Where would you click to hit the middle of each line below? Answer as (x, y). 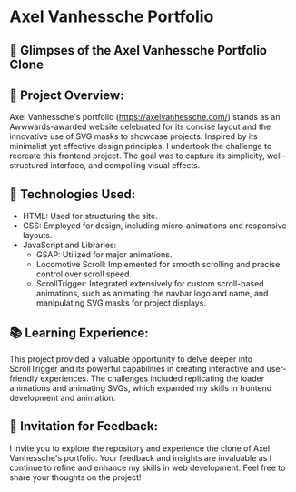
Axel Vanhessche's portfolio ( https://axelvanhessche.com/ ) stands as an (145, 117)
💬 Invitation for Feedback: (84, 426)
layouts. (37, 236)
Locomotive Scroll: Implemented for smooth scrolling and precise (158, 265)
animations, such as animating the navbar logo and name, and (152, 294)
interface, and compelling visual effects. (125, 166)
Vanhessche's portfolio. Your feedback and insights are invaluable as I (141, 457)
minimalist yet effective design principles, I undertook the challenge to (141, 146)
